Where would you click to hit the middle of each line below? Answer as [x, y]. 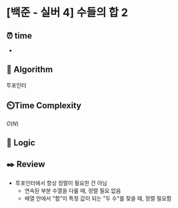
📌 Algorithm [30, 70]
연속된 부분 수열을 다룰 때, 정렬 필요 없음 [73, 190]
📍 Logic [21, 143]
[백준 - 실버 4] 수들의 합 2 [67, 13]
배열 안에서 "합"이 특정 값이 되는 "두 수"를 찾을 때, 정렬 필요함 [98, 198]
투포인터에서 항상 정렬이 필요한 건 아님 [61, 183]
